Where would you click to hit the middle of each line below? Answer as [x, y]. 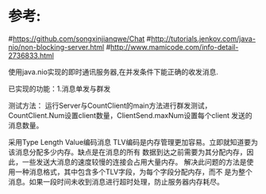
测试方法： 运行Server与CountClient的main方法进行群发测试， [110, 105]
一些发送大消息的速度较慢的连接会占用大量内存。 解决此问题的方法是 [134, 162]
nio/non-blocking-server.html [56, 47]
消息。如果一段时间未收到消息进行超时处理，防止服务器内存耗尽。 [116, 181]
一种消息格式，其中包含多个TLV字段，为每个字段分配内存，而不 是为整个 [133, 172]
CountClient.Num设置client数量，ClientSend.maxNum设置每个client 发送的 [130, 115]
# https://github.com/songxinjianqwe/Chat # [80, 38]
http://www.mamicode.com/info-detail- [174, 47]
